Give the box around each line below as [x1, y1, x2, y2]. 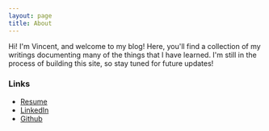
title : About [8, 19, 53, 27]
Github [19, 113, 43, 123]
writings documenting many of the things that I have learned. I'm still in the [8, 50, 257, 59]
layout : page [8, 11, 53, 20]
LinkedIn [19, 105, 49, 115]
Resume [19, 96, 48, 106]
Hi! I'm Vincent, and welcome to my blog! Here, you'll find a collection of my [8, 41, 261, 51]
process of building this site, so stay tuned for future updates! [8, 58, 214, 68]
